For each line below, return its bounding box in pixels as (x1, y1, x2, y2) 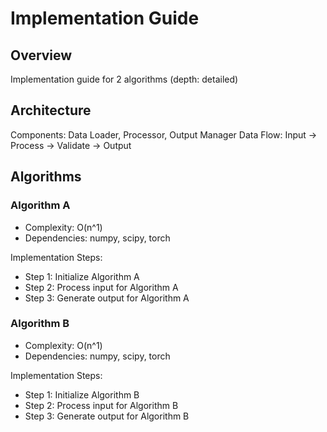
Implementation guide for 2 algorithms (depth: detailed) (10, 73, 239, 85)
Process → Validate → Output (10, 139, 132, 151)
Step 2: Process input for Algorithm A (24, 281, 179, 293)
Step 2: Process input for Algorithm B (24, 399, 179, 411)
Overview (10, 47, 73, 64)
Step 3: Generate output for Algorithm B (24, 410, 190, 422)
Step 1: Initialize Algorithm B (24, 388, 140, 401)
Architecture (10, 102, 92, 119)
